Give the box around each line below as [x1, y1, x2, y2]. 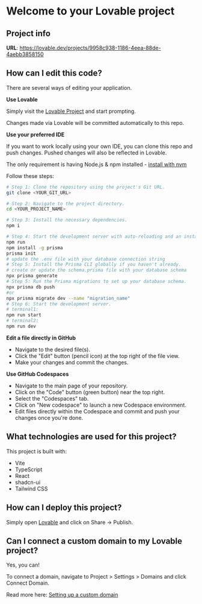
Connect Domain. [6, 579, 50, 587]
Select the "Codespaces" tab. [14, 395, 89, 402]
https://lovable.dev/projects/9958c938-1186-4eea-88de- [19, 44, 161, 51]
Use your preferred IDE [6, 131, 65, 138]
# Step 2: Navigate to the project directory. [6, 200, 125, 206]
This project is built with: [6, 448, 67, 455]
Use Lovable [6, 95, 38, 103]
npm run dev [6, 323, 36, 329]
